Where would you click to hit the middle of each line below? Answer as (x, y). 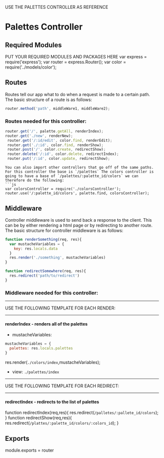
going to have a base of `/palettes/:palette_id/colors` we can (72, 176)
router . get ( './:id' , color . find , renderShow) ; (55, 145)
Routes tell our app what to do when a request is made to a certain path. (78, 94)
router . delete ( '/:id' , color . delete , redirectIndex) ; (63, 154)
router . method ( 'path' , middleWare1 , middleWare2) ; (58, 108)
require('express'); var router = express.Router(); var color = (66, 62)
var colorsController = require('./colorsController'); (63, 189)
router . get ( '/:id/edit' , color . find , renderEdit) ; (60, 140)
